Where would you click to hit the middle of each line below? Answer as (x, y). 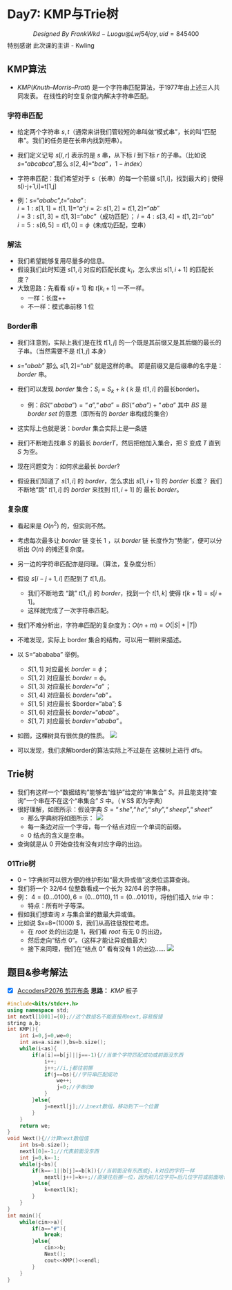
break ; (54, 1235)
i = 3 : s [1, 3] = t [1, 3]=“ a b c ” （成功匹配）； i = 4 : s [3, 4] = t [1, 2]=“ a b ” (116, 216)
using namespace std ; (38, 1010)
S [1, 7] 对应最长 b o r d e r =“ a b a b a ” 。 (77, 721)
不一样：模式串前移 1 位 (61, 306)
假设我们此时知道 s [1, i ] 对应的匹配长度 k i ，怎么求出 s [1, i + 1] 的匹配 (113, 270)
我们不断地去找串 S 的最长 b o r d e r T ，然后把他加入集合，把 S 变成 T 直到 (119, 443)
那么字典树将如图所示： (61, 818)
